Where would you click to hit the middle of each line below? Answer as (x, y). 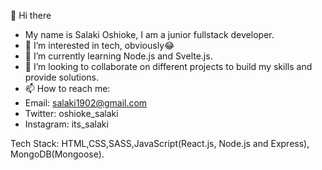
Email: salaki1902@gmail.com (86, 103)
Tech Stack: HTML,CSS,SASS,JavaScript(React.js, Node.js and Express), (160, 143)
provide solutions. (61, 77)
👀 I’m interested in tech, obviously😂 (99, 45)
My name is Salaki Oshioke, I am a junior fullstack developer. (149, 34)
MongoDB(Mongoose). (57, 154)
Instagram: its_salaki (66, 124)
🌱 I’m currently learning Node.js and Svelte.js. (118, 56)
